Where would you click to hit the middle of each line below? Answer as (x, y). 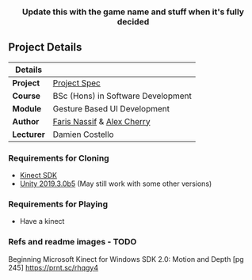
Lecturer (29, 134)
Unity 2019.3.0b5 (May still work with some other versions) (116, 184)
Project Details (45, 47)
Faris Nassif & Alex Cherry (101, 121)
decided (133, 21)
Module (27, 108)
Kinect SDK (38, 176)
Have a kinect (42, 221)
